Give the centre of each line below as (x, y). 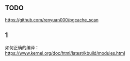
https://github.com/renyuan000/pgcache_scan (52, 20)
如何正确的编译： (22, 47)
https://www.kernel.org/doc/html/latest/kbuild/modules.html (65, 53)
